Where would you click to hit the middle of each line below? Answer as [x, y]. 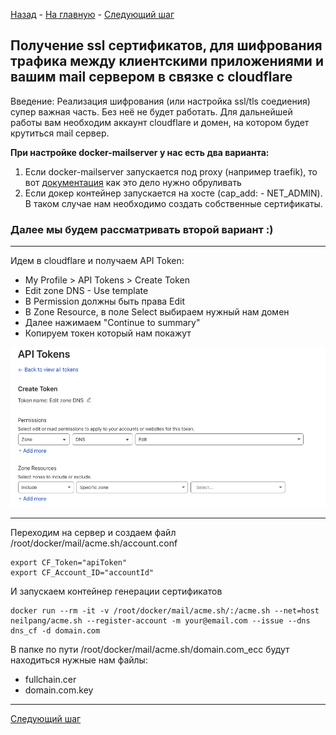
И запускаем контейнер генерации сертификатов [116, 591]
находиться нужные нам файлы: [79, 660]
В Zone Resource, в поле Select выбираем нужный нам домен [157, 312]
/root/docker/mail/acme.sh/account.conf [94, 543]
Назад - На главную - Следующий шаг [92, 14]
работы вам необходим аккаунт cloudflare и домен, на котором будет [160, 122]
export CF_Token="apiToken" [69, 562]
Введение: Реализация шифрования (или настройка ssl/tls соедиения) [160, 101]
